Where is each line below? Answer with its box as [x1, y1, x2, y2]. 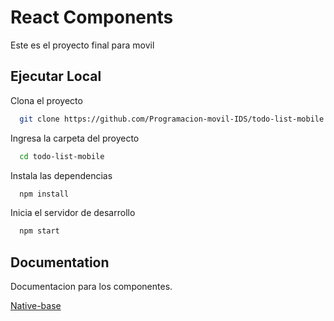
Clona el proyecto [10, 94, 83, 106]
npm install [19, 189, 70, 199]
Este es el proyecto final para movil [10, 39, 155, 51]
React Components [10, 6, 174, 29]
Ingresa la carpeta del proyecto [10, 132, 140, 144]
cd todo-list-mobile [19, 151, 105, 161]
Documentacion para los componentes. [10, 281, 173, 293]
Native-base [10, 300, 62, 312]
